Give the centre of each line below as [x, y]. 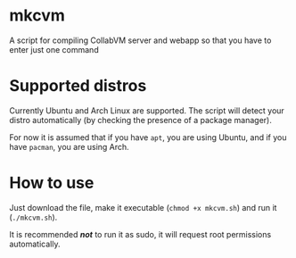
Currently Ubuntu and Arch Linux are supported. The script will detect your [147, 110]
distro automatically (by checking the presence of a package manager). [140, 120]
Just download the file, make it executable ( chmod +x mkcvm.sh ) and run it [143, 207]
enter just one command [54, 49]
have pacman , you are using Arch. [69, 146]
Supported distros [78, 86]
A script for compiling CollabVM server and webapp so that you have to [140, 40]
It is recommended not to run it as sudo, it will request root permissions [140, 234]
